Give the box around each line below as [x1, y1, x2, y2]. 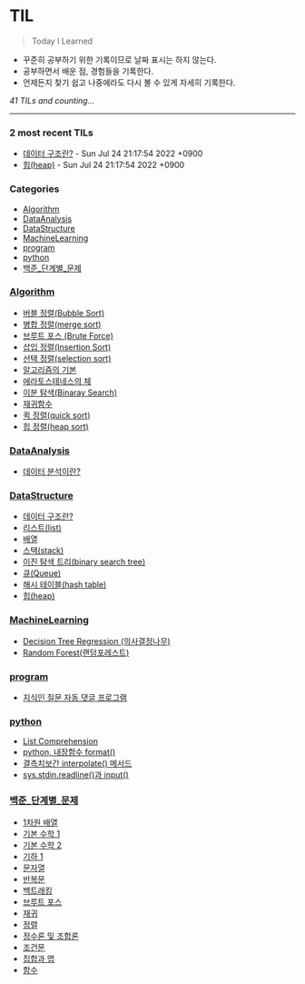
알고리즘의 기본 [22, 364, 77, 375]
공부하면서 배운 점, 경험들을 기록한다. [22, 65, 154, 76]
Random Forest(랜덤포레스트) [22, 647, 130, 658]
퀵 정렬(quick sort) [22, 410, 91, 421]
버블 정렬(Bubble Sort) [22, 307, 104, 318]
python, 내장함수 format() [22, 747, 116, 758]
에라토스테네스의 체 [22, 375, 92, 386]
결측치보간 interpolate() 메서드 [22, 758, 133, 769]
